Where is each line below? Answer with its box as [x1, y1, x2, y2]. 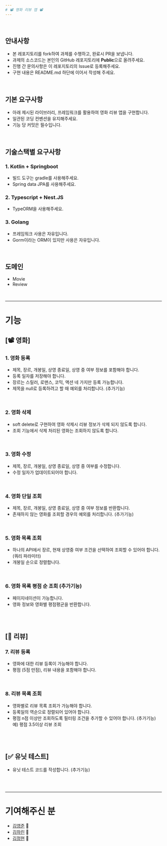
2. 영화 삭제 [5, 409, 31, 416]
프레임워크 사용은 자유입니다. [12, 231, 69, 237]
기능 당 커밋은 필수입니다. [12, 122, 62, 128]
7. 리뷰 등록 [5, 648, 31, 655]
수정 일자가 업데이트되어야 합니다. [12, 469, 78, 475]
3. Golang [5, 219, 29, 226]
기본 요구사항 [5, 95, 43, 104]
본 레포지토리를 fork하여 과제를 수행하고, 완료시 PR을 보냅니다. [12, 51, 134, 57]
